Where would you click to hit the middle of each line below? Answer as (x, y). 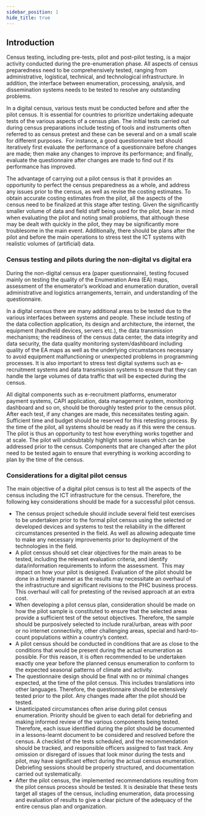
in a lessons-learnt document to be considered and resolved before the (105, 735)
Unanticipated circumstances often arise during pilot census (91, 709)
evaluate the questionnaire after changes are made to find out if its (90, 161)
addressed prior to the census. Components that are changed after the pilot (101, 446)
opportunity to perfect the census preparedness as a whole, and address (98, 185)
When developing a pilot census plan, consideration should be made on (105, 605)
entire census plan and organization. (61, 806)
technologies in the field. (46, 546)
